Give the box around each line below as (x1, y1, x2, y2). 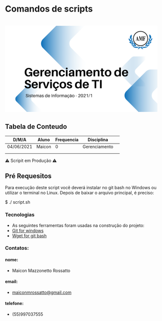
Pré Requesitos (5, 172, 52, 180)
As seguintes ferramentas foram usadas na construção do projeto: (12, 222, 145, 228)
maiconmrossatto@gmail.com (12, 289, 72, 295)
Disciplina (88, 137, 108, 143)
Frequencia (55, 137, 79, 143)
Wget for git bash (12, 233, 47, 239)
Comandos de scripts (5, 3, 93, 15)
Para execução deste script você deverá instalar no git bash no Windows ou (5, 185, 157, 191)
